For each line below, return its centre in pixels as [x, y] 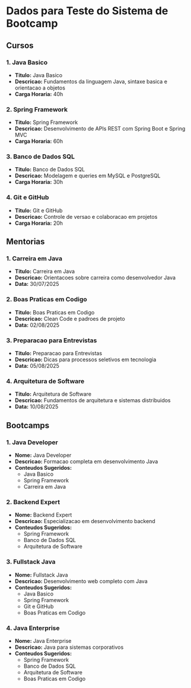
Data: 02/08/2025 [37, 325]
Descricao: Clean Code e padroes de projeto [70, 318]
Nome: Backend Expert [43, 515]
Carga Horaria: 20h [39, 223]
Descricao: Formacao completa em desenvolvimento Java [86, 461]
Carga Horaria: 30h [39, 182]
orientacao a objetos [40, 88]
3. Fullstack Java [31, 562]
